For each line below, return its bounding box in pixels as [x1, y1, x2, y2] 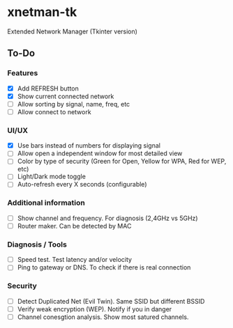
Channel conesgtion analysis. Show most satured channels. [17, 313, 189, 321]
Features [7, 68, 38, 78]
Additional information [7, 198, 86, 208]
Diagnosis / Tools [7, 240, 68, 249]
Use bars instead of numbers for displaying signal [17, 141, 160, 150]
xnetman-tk [7, 4, 77, 20]
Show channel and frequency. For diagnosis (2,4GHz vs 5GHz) [17, 214, 198, 222]
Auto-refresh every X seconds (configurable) [17, 180, 147, 189]
